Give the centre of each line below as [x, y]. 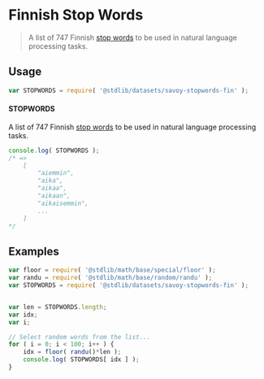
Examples [34, 251]
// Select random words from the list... [80, 337]
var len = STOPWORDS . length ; [58, 307]
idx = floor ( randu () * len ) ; [72, 352]
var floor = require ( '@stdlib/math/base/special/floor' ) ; [113, 270]
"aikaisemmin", [63, 203]
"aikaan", [54, 196]
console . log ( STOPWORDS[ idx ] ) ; [81, 359]
